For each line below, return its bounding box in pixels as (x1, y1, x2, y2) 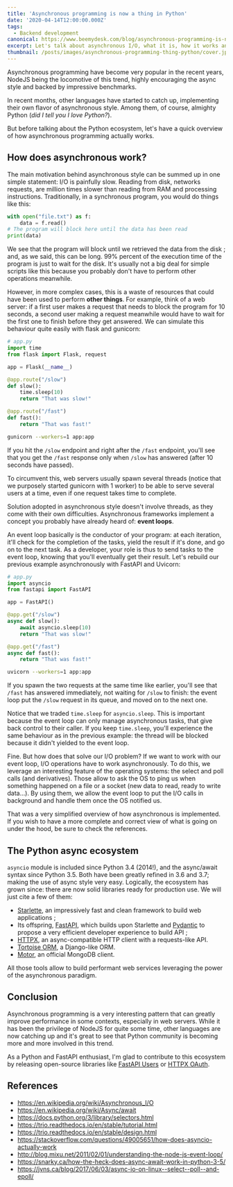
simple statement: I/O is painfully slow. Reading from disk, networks (7, 178, 201, 186)
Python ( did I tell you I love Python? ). (7, 110, 112, 119)
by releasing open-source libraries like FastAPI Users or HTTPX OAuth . (7, 1059, 210, 1068)
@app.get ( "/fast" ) (7, 643, 60, 650)
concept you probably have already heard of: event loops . (7, 517, 174, 525)
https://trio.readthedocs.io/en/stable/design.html (17, 1128, 157, 1136)
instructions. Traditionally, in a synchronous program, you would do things (7, 192, 219, 200)
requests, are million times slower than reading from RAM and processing (7, 185, 217, 193)
